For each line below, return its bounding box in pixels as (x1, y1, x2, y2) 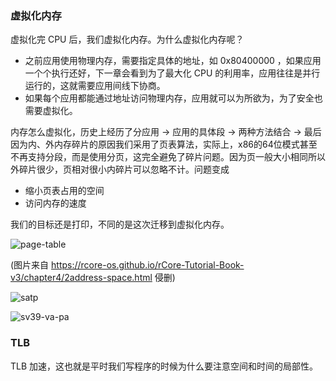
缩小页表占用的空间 (24, 185, 105, 197)
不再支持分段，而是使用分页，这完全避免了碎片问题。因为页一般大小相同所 (10, 151, 317, 163)
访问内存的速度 (24, 197, 87, 209)
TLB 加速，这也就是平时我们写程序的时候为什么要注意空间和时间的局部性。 (10, 360, 319, 372)
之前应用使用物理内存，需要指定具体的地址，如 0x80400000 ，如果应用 (24, 55, 322, 67)
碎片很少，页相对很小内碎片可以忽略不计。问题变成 (18, 163, 230, 176)
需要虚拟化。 (24, 105, 78, 117)
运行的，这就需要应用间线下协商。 (24, 80, 166, 92)
